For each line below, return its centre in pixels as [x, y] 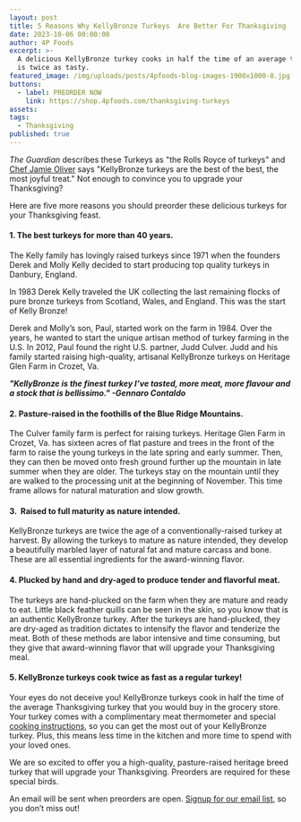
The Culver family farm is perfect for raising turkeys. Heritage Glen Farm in [147, 433]
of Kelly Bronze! [39, 311]
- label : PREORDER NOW [60, 92]
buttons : [26, 84]
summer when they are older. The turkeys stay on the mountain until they [144, 472]
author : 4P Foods [42, 43]
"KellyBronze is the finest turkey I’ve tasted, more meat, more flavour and [150, 384]
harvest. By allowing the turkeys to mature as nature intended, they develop [149, 540]
